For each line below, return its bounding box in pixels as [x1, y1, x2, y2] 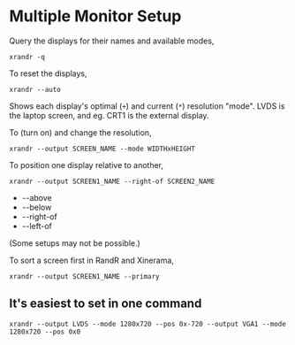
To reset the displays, [9, 68, 87, 79]
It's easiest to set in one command [9, 296, 202, 311]
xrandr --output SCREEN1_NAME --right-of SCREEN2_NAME [9, 177, 216, 186]
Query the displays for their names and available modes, [9, 35, 215, 46]
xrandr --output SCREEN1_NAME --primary [9, 272, 161, 280]
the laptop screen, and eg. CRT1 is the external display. [9, 110, 209, 120]
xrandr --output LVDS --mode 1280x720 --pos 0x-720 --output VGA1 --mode [9, 319, 287, 328]
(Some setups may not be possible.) [9, 237, 141, 249]
